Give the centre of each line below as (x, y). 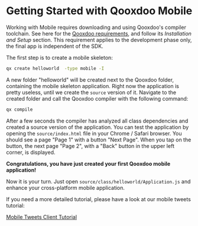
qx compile (20, 109)
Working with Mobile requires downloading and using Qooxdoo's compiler (96, 27)
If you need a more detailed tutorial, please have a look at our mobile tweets (98, 199)
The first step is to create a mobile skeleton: (60, 57)
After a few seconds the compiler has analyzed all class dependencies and (97, 121)
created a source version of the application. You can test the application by (98, 127)
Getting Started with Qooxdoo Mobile (99, 11)
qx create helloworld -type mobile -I (55, 68)
